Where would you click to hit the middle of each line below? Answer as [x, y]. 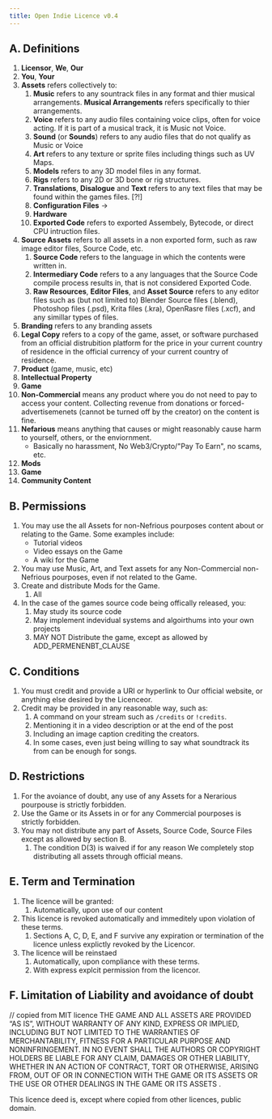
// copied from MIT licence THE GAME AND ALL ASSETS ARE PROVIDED [130, 1015]
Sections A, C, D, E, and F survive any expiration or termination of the [148, 935]
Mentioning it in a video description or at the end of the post [133, 726]
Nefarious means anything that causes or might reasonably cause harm [141, 429]
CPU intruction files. [66, 231]
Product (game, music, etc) [67, 369]
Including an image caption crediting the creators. [116, 734]
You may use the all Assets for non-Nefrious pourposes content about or [142, 526]
